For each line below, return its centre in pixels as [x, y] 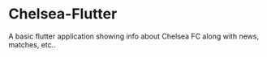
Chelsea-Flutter [63, 14]
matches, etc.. [32, 44]
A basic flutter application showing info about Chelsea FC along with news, [134, 36]
